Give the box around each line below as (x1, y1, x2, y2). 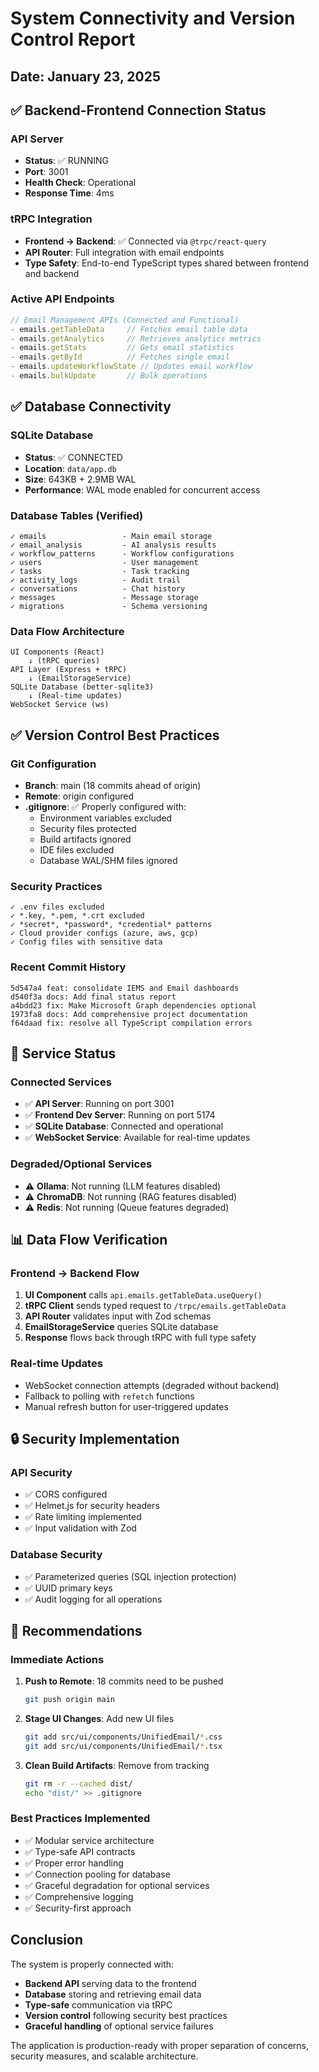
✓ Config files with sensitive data (10, 937, 163, 947)
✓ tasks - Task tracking (10, 566, 190, 576)
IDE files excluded (39, 843, 115, 856)
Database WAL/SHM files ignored (39, 854, 178, 866)
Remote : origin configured (24, 790, 135, 802)
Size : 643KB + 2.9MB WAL (24, 473, 137, 485)
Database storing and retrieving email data (24, 1988, 202, 2000)
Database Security (10, 1548, 103, 1562)
